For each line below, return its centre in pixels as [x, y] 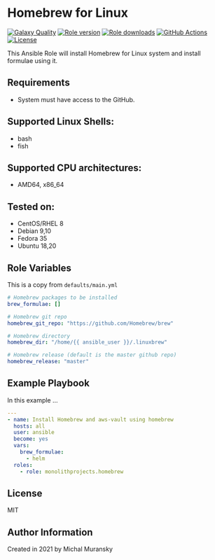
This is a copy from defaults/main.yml [62, 285]
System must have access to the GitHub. [76, 99]
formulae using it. [33, 60]
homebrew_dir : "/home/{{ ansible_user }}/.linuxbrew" [88, 342]
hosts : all [29, 426]
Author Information [50, 532]
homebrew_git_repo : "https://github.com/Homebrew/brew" [90, 323]
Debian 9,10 [34, 231]
